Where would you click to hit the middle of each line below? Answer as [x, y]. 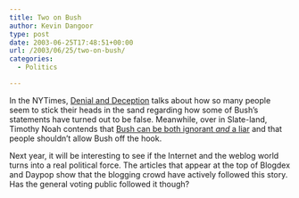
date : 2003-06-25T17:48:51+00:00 [71, 42]
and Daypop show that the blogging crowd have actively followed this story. [149, 174]
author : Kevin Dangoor [51, 26]
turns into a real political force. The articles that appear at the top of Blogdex [150, 165]
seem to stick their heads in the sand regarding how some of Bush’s [134, 110]
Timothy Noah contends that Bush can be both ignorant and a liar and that [146, 128]
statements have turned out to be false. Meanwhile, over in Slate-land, [138, 119]
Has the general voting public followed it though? [100, 184]
